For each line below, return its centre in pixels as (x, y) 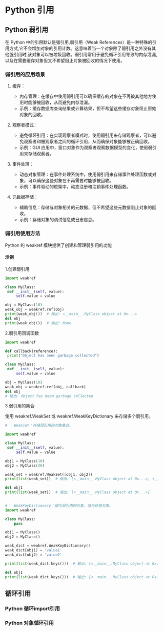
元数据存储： (25, 197)
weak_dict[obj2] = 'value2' (34, 555)
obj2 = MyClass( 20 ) (25, 465)
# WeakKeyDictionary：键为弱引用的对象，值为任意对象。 (59, 505)
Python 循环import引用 (32, 609)
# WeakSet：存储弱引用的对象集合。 (39, 425)
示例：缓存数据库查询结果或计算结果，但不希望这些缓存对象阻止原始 (88, 108)
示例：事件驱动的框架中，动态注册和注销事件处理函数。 (75, 187)
